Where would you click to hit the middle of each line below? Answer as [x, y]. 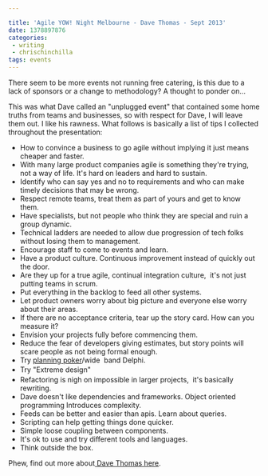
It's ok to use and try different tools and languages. [104, 439]
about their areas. [49, 309]
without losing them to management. [80, 241]
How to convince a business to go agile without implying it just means [134, 148]
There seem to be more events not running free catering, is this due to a [126, 82]
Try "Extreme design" [55, 370]
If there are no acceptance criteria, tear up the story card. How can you [137, 318]
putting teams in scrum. [59, 284]
